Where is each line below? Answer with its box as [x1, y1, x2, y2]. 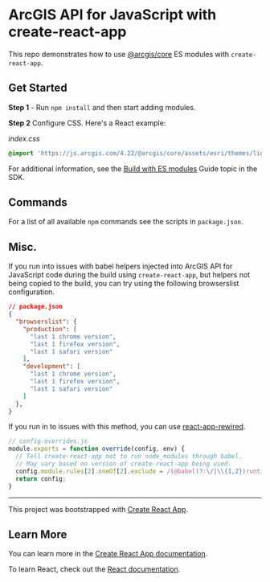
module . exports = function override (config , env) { [8, 445, 185, 453]
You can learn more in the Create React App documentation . [8, 549, 208, 559]
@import [8, 149, 35, 158]
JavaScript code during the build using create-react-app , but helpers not [8, 270, 251, 280]
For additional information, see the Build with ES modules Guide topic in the [8, 163, 258, 174]
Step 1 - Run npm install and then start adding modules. [8, 102, 196, 112]
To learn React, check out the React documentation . [8, 564, 181, 574]
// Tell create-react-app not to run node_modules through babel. [15, 453, 243, 461]
